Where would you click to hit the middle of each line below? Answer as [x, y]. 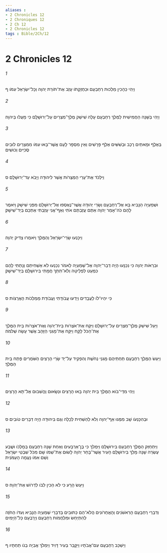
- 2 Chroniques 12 [25, 19]
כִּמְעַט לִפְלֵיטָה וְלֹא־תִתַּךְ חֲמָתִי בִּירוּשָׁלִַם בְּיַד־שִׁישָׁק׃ [52, 271]
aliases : [16, 10]
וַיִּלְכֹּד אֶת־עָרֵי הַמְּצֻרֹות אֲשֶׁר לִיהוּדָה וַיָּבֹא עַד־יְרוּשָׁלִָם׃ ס [55, 177]
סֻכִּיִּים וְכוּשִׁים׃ [17, 150]
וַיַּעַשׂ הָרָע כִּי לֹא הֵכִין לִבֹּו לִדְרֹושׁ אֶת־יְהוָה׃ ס [45, 485]
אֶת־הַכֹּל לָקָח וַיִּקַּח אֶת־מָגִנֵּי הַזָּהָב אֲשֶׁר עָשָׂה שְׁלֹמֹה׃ [52, 331]
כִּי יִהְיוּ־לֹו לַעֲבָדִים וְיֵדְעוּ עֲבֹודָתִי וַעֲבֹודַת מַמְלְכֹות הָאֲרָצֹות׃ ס [59, 298]
